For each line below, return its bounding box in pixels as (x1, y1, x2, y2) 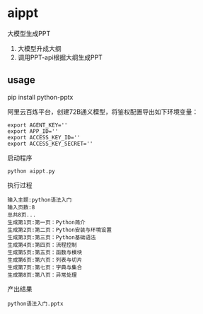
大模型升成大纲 (17, 44, 62, 52)
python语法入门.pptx (7, 300, 64, 307)
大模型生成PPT (7, 29, 51, 37)
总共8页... (7, 211, 37, 219)
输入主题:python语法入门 (7, 196, 72, 203)
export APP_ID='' (7, 127, 59, 135)
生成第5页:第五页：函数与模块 (7, 249, 83, 256)
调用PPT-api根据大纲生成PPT (17, 53, 103, 62)
